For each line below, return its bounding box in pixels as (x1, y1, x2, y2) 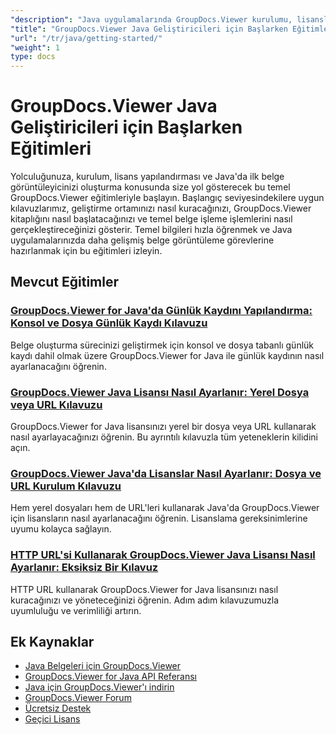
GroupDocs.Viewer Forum (24, 692, 132, 704)
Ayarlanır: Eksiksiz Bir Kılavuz (10, 561, 159, 575)
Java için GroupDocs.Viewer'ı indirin (24, 681, 175, 693)
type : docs (10, 52, 56, 62)
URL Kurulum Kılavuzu (10, 479, 122, 493)
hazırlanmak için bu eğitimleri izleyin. (10, 245, 163, 257)
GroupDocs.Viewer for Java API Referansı (24, 671, 197, 683)
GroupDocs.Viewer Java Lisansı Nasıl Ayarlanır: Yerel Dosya (10, 385, 310, 399)
